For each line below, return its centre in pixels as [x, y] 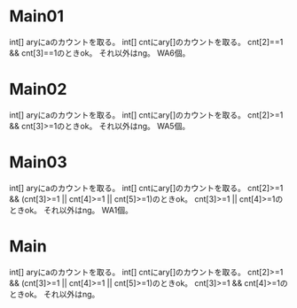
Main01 [37, 16]
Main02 [38, 89]
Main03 [39, 162]
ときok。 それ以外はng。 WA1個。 [71, 210]
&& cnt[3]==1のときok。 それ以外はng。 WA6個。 [100, 53]
